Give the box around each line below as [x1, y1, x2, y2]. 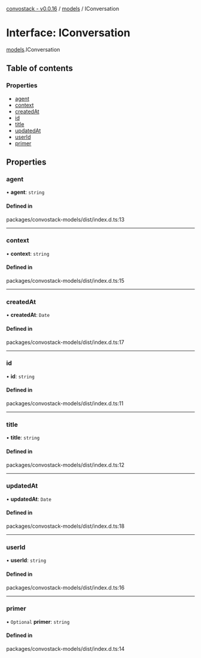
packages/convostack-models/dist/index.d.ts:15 [6, 277, 124, 285]
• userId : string [6, 557, 47, 564]
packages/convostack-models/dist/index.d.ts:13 [6, 216, 124, 223]
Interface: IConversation [6, 26, 130, 40]
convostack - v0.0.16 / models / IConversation [6, 5, 120, 12]
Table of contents [6, 63, 73, 74]
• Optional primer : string [6, 618, 70, 625]
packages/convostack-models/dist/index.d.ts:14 [6, 645, 125, 653]
